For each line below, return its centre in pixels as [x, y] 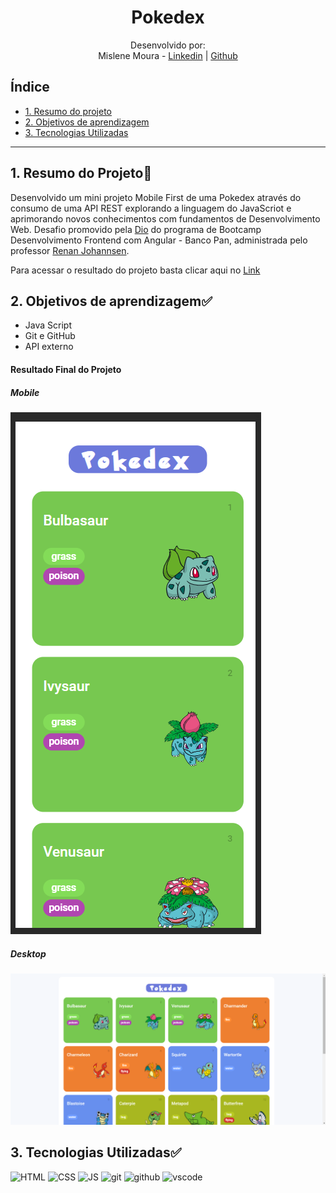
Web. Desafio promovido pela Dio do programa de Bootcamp [136, 229]
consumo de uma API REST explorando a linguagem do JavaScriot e [151, 208]
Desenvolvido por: [168, 45]
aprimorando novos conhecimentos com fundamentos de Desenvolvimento [165, 218]
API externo [49, 347]
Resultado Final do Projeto [66, 369]
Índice [30, 87]
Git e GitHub [50, 336]
